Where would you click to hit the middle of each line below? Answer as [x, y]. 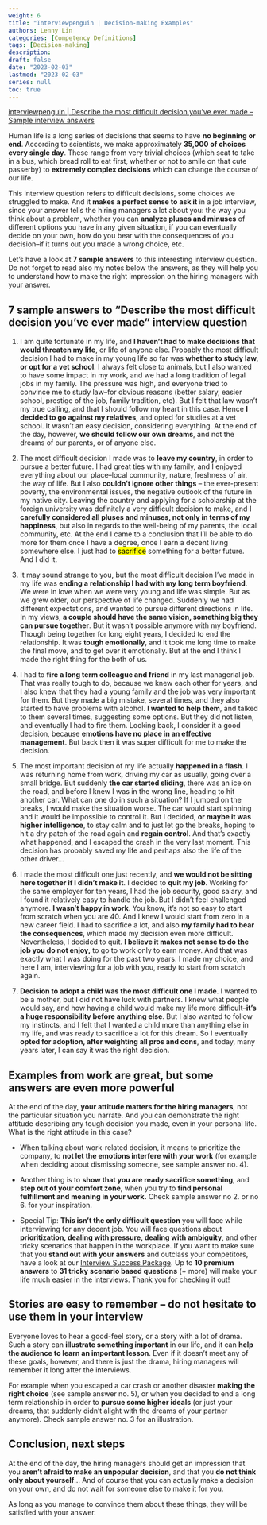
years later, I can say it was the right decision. [95, 1051]
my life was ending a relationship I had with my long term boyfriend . [133, 583]
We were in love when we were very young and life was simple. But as [135, 592]
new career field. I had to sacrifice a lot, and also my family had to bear [137, 925]
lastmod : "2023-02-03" [46, 75]
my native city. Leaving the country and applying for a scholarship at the [138, 501]
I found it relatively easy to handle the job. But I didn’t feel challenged [133, 900]
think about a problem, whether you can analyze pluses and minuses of [127, 219]
